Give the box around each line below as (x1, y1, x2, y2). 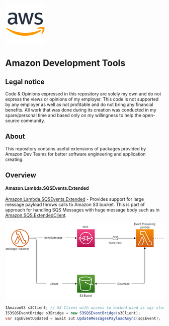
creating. (5, 156, 24, 162)
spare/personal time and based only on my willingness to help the (5, 113, 142, 118)
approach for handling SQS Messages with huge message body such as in (5, 207, 160, 213)
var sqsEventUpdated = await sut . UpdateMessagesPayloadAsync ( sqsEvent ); (5, 316, 161, 321)
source (5, 118, 20, 124)
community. (21, 118, 45, 124)
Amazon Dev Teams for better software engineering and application (5, 151, 146, 157)
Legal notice (5, 77, 45, 86)
